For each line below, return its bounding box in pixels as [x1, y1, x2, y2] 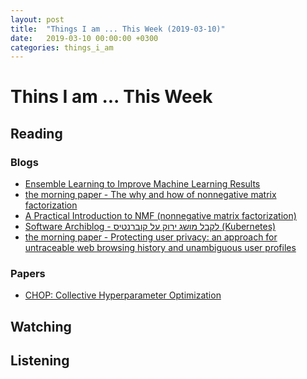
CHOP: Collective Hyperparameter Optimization [24, 289, 222, 301]
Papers [10, 267, 46, 281]
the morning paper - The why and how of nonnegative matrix [24, 189, 277, 201]
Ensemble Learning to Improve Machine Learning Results [24, 178, 261, 190]
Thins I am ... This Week [10, 86, 213, 108]
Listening [10, 352, 70, 370]
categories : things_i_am [10, 42, 114, 53]
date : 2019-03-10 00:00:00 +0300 [10, 33, 159, 43]
